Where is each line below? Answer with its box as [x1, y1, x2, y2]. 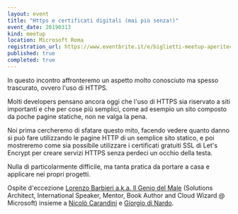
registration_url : [7, 43, 62, 50]
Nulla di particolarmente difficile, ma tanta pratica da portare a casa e [7, 162, 210, 171]
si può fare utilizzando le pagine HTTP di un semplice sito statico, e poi [7, 133, 215, 142]
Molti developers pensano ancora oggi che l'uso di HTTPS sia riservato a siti [7, 97, 230, 106]
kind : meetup [7, 30, 46, 38]
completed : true [7, 57, 55, 64]
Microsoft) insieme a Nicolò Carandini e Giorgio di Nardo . [7, 198, 174, 207]
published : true [7, 50, 55, 57]
